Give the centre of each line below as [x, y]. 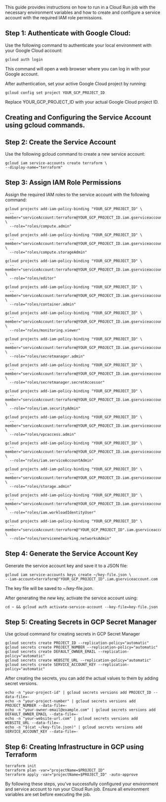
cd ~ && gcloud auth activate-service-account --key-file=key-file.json [82, 607]
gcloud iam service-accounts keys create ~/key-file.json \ [68, 574]
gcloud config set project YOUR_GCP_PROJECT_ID [55, 93]
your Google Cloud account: [34, 50]
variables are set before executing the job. [48, 795]
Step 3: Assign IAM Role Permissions [63, 183]
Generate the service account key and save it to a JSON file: [66, 566]
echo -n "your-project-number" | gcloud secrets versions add [70, 701]
